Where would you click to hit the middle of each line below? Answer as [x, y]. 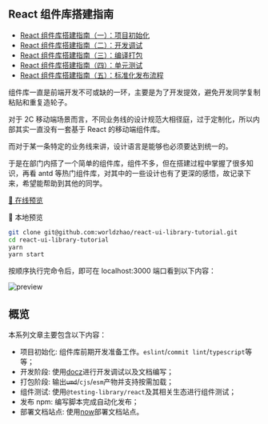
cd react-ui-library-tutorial [59, 240]
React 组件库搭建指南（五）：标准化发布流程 [92, 75]
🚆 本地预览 [26, 217]
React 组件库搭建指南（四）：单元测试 [81, 65]
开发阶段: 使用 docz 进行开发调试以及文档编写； [97, 372]
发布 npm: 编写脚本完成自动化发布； [79, 402]
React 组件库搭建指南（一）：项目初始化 [85, 35]
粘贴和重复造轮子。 [40, 102]
